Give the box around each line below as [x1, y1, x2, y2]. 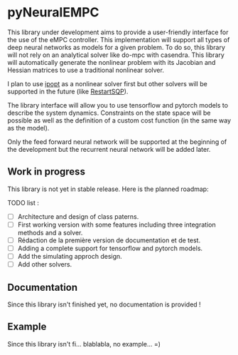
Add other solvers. [17, 260, 72, 269]
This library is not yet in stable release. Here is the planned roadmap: [7, 185, 209, 193]
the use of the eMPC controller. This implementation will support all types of [7, 35, 230, 43]
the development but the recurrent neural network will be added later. [7, 145, 211, 153]
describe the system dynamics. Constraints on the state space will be [7, 108, 211, 117]
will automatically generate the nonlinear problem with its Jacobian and [7, 58, 216, 66]
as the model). [7, 123, 50, 132]
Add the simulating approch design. [17, 252, 122, 260]
